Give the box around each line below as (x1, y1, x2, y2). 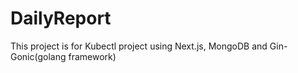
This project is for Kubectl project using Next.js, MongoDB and (10, 40, 268, 52)
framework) (68, 50, 117, 62)
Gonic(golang (10, 50, 67, 62)
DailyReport (10, 7, 112, 30)
